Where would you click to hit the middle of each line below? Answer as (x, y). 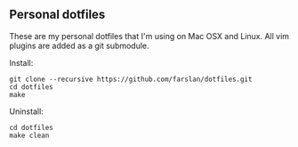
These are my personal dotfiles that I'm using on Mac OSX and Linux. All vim (149, 36)
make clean (29, 135)
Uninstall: (27, 111)
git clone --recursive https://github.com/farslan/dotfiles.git (131, 79)
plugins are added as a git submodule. (79, 45)
